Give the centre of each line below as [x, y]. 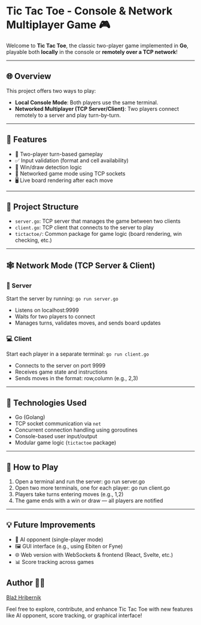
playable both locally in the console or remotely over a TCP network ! [92, 51]
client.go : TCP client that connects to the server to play [84, 227]
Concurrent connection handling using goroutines [76, 430]
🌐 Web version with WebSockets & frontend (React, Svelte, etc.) [94, 554]
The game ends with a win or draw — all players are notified [89, 500]
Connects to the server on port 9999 [60, 366]
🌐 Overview [29, 76]
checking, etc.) [33, 240]
